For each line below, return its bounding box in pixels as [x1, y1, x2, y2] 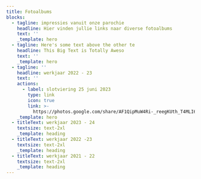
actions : [17, 81, 39, 87]
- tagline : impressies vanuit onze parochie [11, 20, 124, 26]
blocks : [6, 14, 26, 20]
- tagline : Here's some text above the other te [11, 42, 135, 48]
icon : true [28, 97, 55, 103]
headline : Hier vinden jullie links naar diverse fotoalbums [17, 25, 172, 32]
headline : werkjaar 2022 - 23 [17, 70, 93, 76]
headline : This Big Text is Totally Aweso [17, 48, 124, 54]
